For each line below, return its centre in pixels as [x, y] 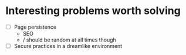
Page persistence [35, 27]
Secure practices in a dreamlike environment [68, 46]
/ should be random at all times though [70, 40]
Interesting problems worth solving [93, 11]
